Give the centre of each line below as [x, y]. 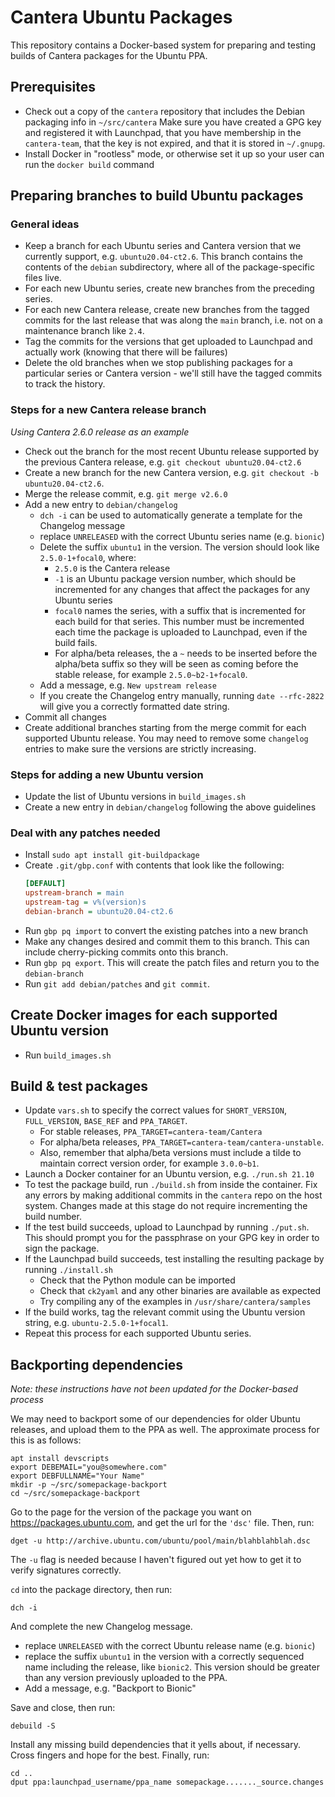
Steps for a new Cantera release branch [108, 410]
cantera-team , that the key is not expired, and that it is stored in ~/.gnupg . [175, 143]
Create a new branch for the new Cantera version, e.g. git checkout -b [171, 472]
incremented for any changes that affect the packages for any [182, 589]
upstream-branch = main [74, 893]
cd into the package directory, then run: [91, 1590]
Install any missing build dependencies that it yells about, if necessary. [155, 1745]
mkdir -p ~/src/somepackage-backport [89, 1485]
